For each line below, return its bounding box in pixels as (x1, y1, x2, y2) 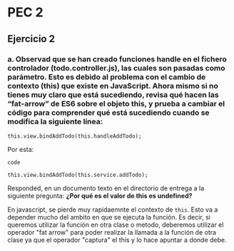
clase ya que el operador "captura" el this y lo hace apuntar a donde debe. (7, 235, 227, 244)
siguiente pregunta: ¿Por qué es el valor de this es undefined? (7, 191, 193, 200)
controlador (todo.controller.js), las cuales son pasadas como (7, 63, 226, 73)
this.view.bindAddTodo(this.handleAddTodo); (7, 133, 142, 140)
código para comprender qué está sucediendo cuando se (7, 108, 210, 118)
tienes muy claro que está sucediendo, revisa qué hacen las (7, 90, 219, 100)
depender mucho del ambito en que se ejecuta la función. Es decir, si (7, 212, 210, 221)
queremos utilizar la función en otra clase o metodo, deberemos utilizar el (7, 220, 224, 229)
